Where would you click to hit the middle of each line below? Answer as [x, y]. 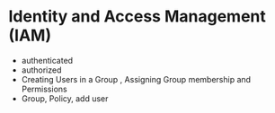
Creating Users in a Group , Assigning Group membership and [136, 79]
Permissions [44, 89]
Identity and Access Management [137, 17]
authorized [41, 70]
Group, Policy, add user [65, 98]
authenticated [47, 60]
